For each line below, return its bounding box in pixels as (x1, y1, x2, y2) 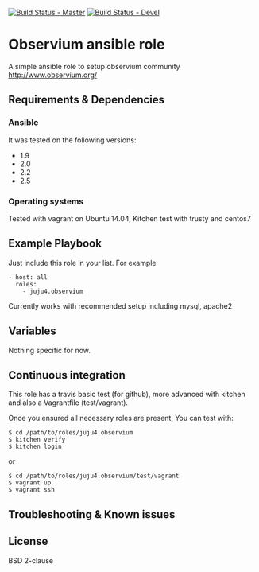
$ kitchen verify (8, 436, 66, 444)
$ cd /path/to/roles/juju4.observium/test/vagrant (8, 472, 180, 481)
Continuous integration (8, 368, 126, 382)
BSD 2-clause (8, 555, 54, 565)
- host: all (8, 273, 48, 282)
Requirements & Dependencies (8, 93, 165, 107)
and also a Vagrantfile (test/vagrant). (8, 398, 129, 407)
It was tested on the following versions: (8, 135, 137, 145)
